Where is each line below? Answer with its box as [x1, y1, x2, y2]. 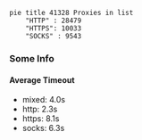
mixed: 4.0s [21, 95, 65, 105]
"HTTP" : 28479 [25, 16, 82, 25]
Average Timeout [9, 74, 75, 85]
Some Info [9, 52, 55, 64]
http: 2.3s [21, 103, 58, 115]
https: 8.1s [21, 113, 60, 124]
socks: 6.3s [21, 123, 65, 134]
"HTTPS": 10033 [25, 24, 82, 33]
